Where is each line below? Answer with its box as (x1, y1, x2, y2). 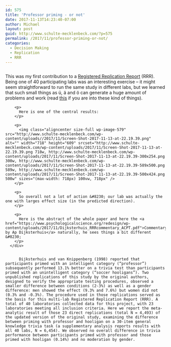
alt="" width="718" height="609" (5, 141, 76, 146)
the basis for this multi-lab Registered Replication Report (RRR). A (5, 297, 158, 302)
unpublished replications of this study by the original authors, (5, 275, 149, 280)
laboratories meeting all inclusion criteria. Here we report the (5, 306, 149, 311)
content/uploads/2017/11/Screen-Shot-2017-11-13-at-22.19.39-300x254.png (5, 154, 165, 159)
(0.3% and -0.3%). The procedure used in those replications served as (5, 292, 160, 298)
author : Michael (5, 21, 40, 27)
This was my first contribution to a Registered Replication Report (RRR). (5, 73, 155, 80)
